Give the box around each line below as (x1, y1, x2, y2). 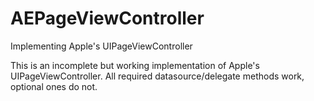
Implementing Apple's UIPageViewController (10, 40, 193, 52)
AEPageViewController (10, 7, 205, 30)
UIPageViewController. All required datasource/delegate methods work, (10, 70, 305, 82)
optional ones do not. (10, 80, 98, 92)
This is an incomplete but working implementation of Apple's (10, 59, 260, 71)
